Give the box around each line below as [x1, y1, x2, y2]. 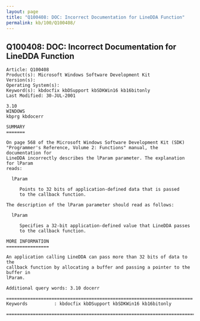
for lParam [6, 160, 33, 166]
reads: [6, 166, 23, 172]
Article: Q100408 [6, 67, 49, 73]
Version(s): [6, 77, 36, 83]
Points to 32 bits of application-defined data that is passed [19, 187, 180, 193]
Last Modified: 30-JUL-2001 [6, 93, 76, 99]
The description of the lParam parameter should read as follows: [6, 202, 174, 208]
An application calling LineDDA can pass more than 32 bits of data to [6, 254, 187, 260]
